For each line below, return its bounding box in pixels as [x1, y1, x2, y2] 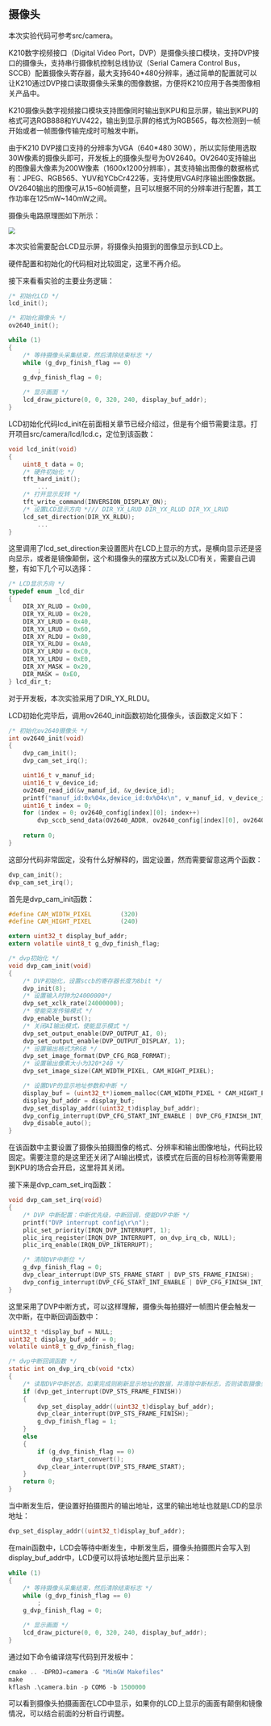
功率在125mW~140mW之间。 [15, 193, 111, 203]
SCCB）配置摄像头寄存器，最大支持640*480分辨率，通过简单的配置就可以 [8, 68, 257, 78]
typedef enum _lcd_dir [8, 587, 85, 596]
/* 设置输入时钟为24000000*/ [23, 992, 112, 1000]
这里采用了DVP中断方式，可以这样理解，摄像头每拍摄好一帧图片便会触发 [8, 1301, 249, 1311]
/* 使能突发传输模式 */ [23, 1007, 93, 1015]
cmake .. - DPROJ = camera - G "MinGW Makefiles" [8, 1668, 164, 1676]
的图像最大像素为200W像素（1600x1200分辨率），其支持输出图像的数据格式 [8, 163, 260, 172]
